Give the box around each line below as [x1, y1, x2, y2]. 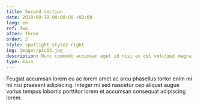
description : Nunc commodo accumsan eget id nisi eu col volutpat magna [6, 53, 192, 59]
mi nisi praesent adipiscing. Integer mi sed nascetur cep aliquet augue [6, 81, 180, 88]
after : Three [6, 31, 39, 37]
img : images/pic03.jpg [6, 48, 63, 54]
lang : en [6, 20, 28, 26]
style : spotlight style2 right [6, 42, 85, 48]
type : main [6, 58, 34, 64]
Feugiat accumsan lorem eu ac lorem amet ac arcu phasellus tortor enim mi [6, 75, 193, 82]
